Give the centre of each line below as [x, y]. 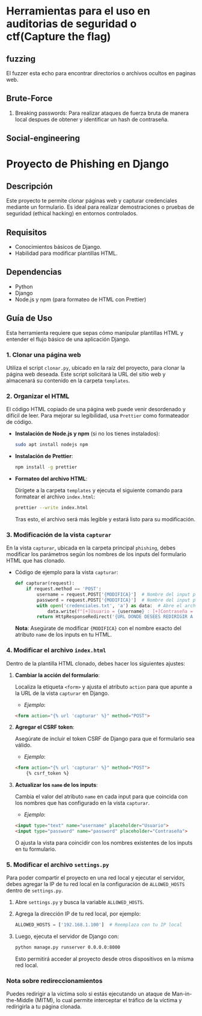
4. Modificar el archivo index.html [56, 650]
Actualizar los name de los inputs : [56, 785]
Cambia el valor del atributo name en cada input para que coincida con [101, 797]
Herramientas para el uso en [78, 11]
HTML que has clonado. [36, 561]
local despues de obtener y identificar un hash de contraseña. [92, 119]
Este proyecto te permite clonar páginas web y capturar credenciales [92, 201]
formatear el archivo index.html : [55, 497]
